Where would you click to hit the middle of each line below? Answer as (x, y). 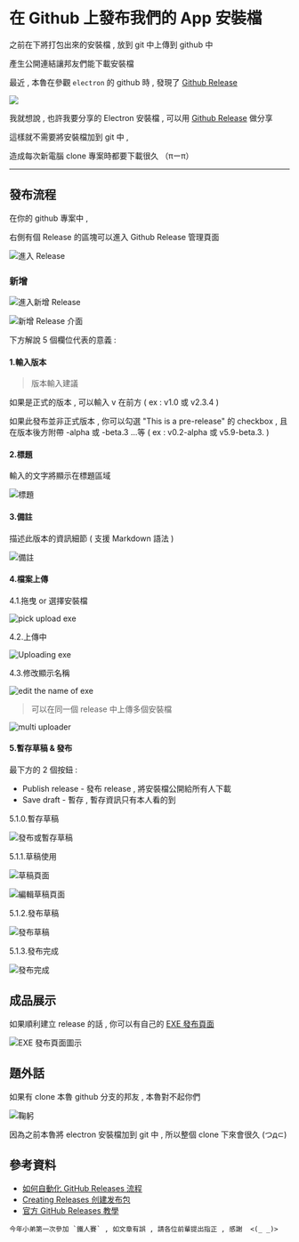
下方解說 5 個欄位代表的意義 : (63, 340)
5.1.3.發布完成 (34, 951)
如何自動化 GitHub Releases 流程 (82, 1188)
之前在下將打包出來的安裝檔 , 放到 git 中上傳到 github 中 (111, 44)
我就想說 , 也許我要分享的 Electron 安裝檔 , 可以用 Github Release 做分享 (141, 117)
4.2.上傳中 (28, 636)
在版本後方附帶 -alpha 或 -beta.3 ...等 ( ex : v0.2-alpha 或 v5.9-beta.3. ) (139, 432)
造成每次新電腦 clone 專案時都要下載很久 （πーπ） (101, 156)
